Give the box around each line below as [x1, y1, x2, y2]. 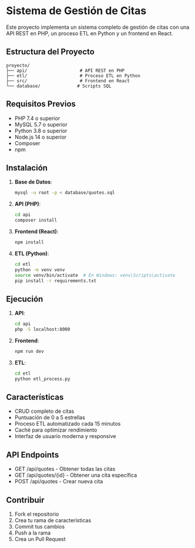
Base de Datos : [14, 178, 52, 186]
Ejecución [6, 294, 43, 304]
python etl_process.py [14, 376, 70, 382]
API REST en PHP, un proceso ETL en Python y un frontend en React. [6, 29, 173, 36]
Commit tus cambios [14, 523, 65, 530]
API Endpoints [6, 450, 59, 460]
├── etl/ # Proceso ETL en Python [6, 72, 141, 79]
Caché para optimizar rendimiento [14, 426, 97, 433]
